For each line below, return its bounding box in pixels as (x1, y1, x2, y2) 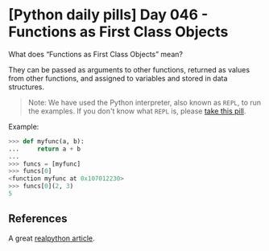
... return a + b (8, 145, 81, 153)
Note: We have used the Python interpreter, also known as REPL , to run (27, 97, 262, 107)
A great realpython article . (8, 233, 95, 243)
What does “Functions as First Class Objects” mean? (8, 49, 184, 59)
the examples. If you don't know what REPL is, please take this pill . (27, 106, 246, 116)
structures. (8, 82, 44, 92)
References (8, 212, 68, 226)
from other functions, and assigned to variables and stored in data (8, 73, 228, 83)
